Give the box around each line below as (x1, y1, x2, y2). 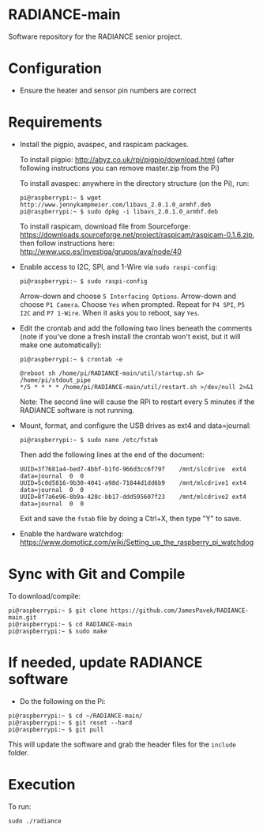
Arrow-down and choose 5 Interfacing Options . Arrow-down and (19, 291, 237, 301)
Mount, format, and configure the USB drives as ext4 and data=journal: (19, 421, 251, 430)
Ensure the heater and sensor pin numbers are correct (19, 85, 197, 95)
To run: (8, 801, 32, 811)
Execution (8, 775, 76, 793)
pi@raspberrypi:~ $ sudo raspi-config (19, 277, 148, 286)
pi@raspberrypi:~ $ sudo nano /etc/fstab (19, 436, 158, 444)
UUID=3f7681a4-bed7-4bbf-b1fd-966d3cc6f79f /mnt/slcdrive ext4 (19, 465, 246, 473)
